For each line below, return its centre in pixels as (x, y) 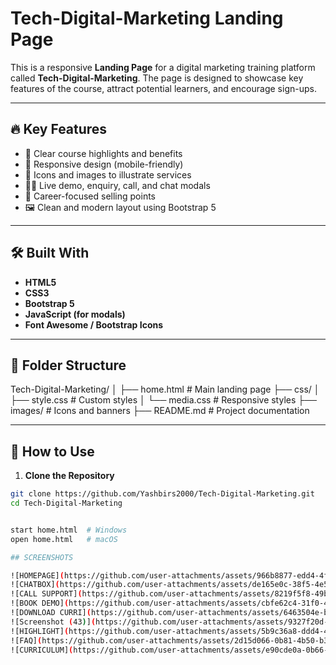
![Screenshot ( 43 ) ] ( (53, 622)
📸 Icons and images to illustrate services (108, 174)
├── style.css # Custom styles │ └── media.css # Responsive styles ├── (164, 400)
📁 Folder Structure (68, 365)
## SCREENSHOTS (42, 557)
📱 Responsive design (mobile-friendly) (104, 164)
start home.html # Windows (69, 530)
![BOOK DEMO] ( (40, 603)
